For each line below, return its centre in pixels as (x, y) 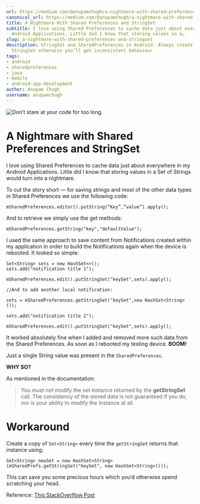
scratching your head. (33, 483)
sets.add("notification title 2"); (50, 316)
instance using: (25, 450)
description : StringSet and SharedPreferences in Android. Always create (100, 45)
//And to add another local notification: (60, 290)
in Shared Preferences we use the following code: (67, 196)
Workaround (38, 427)
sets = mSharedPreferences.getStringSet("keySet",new (74, 300)
